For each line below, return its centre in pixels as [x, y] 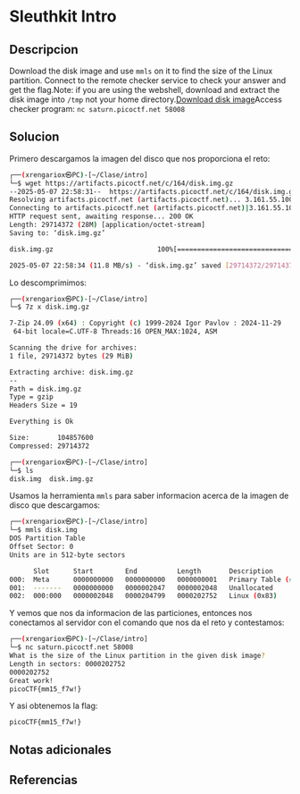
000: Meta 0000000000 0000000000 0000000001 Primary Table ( [150, 579]
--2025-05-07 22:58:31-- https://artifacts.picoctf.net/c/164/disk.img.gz [153, 191]
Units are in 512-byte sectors [67, 555]
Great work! [31, 680]
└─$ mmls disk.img [43, 530]
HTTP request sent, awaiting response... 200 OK [101, 216]
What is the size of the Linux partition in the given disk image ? [137, 656]
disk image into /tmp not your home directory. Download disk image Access [146, 99]
